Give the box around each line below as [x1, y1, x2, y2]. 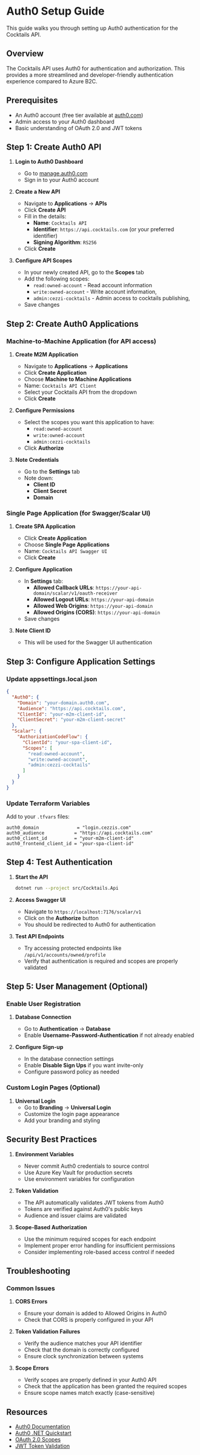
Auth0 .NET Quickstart [15, 1429, 72, 1437]
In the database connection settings [24, 1055, 114, 1062]
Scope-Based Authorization [15, 1223, 87, 1230]
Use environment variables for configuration [24, 1175, 135, 1182]
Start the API [15, 873, 48, 881]
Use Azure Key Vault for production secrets [24, 1168, 133, 1176]
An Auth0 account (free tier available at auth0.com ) [15, 111, 144, 119]
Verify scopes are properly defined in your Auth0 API [24, 1376, 157, 1384]
